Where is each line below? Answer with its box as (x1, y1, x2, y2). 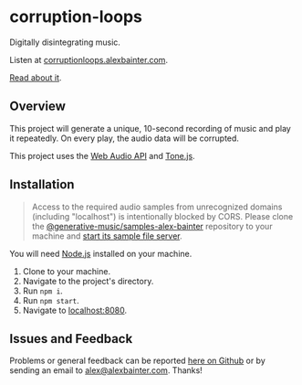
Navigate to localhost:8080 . (22, 305, 128, 315)
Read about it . (9, 71, 62, 83)
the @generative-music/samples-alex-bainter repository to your (31, 220, 273, 231)
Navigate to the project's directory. (22, 275, 154, 286)
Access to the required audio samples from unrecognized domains (31, 201, 283, 212)
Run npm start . (22, 294, 79, 305)
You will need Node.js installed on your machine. (9, 248, 193, 259)
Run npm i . (22, 285, 64, 296)
